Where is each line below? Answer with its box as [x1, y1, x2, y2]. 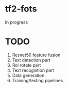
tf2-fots [5, 3, 37, 14]
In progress [5, 19, 28, 25]
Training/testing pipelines [12, 77, 63, 83]
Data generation [12, 72, 45, 78]
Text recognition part [12, 67, 54, 73]
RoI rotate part [12, 62, 41, 68]
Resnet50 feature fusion [12, 52, 61, 58]
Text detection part [12, 57, 51, 63]
